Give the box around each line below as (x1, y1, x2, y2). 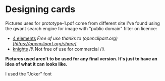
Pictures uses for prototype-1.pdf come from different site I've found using (5, 20, 160, 26)
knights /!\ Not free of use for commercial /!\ (12, 46, 105, 52)
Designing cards (5, 4, 76, 15)
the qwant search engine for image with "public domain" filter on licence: (5, 25, 157, 31)
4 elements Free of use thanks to (12, 35, 82, 41)
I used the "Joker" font (5, 70, 52, 76)
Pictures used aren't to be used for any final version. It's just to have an (5, 55, 158, 61)
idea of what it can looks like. (5, 61, 68, 67)
